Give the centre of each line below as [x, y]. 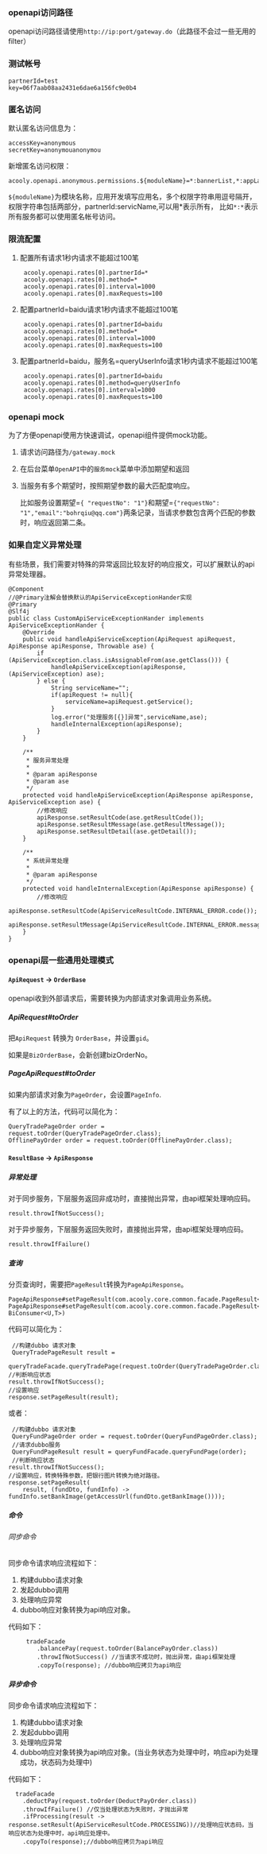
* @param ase [47, 781]
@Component [26, 589]
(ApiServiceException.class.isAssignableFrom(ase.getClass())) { [118, 660]
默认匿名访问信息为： [43, 128]
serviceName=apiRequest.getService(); [129, 702]
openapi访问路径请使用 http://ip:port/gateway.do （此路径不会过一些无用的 [132, 31]
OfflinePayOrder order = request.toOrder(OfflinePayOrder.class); [120, 1140]
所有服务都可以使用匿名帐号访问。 [64, 216]
